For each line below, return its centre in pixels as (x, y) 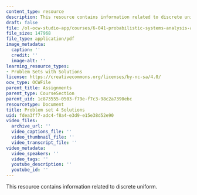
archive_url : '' (31, 126)
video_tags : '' (30, 159)
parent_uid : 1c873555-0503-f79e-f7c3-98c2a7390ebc (69, 99)
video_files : (22, 121)
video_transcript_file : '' (44, 142)
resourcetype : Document (35, 104)
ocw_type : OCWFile (28, 83)
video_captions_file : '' (42, 132)
